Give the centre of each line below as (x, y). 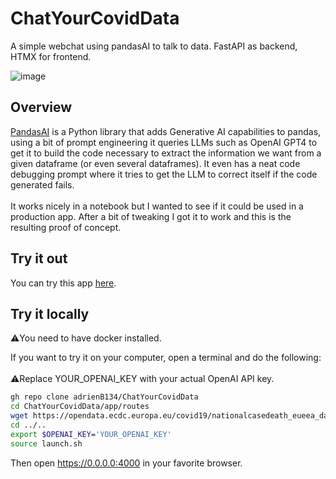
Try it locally (50, 313)
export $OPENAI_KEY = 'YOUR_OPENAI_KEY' (91, 434)
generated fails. (42, 184)
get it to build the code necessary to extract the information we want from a (166, 153)
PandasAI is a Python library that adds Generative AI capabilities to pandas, (166, 131)
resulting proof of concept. (66, 227)
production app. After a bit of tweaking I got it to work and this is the (151, 216)
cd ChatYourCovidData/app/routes (80, 407)
